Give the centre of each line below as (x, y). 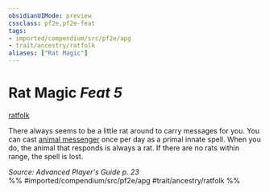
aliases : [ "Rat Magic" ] (48, 53)
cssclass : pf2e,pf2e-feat (52, 23)
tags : (17, 31)
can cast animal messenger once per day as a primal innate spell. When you (135, 139)
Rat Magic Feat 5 (66, 93)
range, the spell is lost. (46, 156)
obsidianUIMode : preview (50, 16)
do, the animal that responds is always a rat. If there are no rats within (124, 148)
